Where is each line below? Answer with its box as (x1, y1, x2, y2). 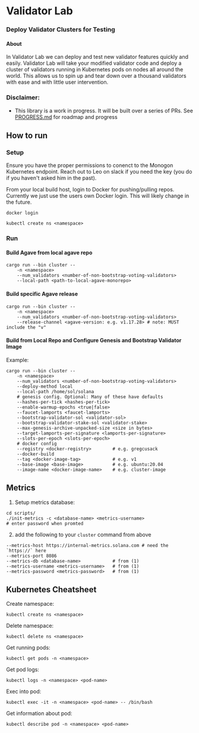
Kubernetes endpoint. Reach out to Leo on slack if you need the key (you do (6, 168, 192, 175)
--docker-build (17, 451, 55, 457)
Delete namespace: (6, 622, 54, 630)
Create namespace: (6, 600, 55, 608)
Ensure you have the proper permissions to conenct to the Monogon (6, 162, 173, 169)
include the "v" (6, 324, 46, 331)
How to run (6, 131, 48, 140)
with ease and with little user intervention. (6, 78, 109, 86)
